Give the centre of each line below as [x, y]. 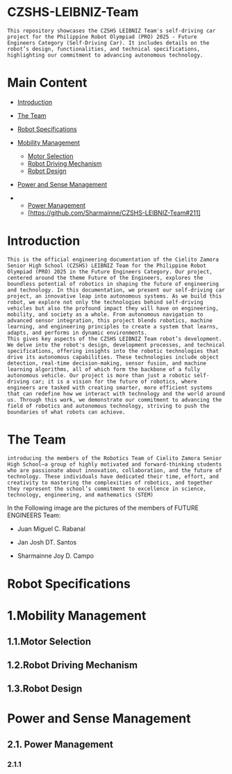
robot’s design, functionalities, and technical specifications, [103, 49]
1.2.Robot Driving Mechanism [72, 665]
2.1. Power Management [60, 744]
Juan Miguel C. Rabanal [51, 529]
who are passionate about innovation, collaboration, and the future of [115, 470]
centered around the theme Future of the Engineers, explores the [105, 278]
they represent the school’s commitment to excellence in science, [107, 489]
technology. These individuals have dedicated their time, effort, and [113, 476]
